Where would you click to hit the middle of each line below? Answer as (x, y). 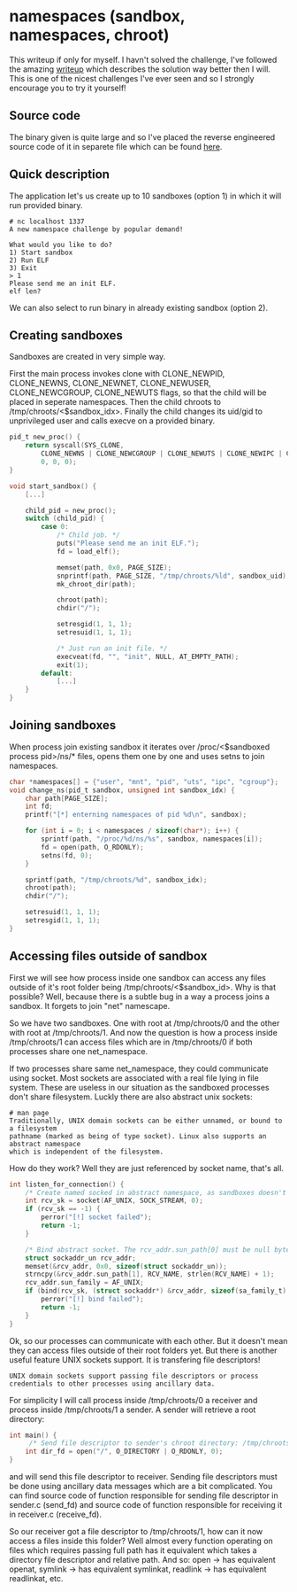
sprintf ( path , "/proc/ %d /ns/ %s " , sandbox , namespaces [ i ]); (152, 839)
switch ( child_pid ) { (65, 519)
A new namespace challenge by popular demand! (96, 229)
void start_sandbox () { (53, 486)
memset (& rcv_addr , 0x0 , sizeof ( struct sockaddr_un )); (126, 1266)
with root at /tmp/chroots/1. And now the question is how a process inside (144, 1032)
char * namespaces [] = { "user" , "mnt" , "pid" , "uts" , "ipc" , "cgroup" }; (144, 781)
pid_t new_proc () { (45, 437)
